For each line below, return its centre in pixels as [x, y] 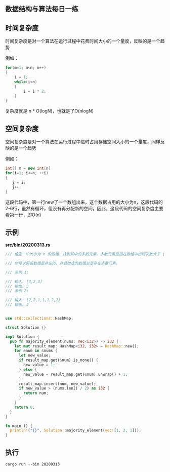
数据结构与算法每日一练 [42, 9]
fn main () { [19, 426]
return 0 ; [25, 407]
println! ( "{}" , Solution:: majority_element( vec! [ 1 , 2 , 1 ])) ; [76, 430]
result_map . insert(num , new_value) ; [57, 384]
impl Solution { [22, 337]
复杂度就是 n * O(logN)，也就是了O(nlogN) [50, 111]
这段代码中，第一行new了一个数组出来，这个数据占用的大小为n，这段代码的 [84, 202]
